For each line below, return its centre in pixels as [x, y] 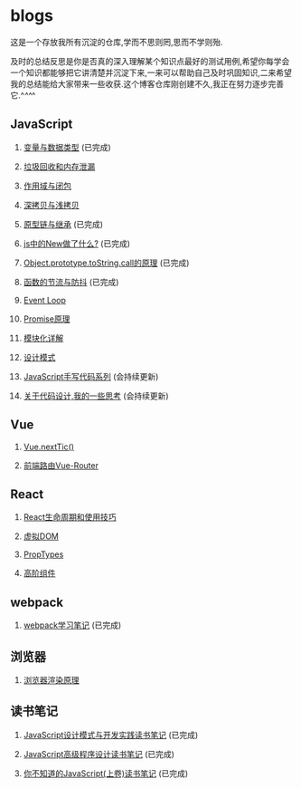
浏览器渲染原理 [51, 680]
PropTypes [43, 554]
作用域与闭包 [47, 186]
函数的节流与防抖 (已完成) [71, 282]
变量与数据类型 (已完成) [67, 147]
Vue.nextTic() [49, 447]
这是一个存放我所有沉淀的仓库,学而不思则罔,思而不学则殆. [117, 42]
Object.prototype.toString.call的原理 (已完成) [106, 263]
